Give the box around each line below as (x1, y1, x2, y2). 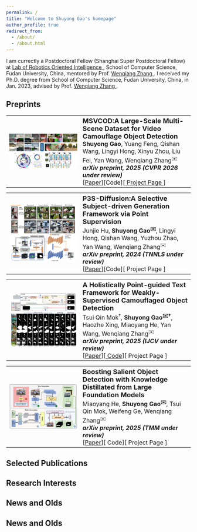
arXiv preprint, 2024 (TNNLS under (82, 250, 184, 258)
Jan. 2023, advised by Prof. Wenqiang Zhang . (6, 82, 118, 89)
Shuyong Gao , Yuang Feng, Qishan (82, 140, 180, 148)
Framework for (82, 288, 130, 297)
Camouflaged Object (121, 296, 188, 305)
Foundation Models (82, 390, 145, 399)
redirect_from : (6, 28, 43, 34)
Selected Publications (6, 458, 88, 468)
